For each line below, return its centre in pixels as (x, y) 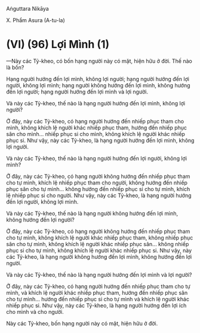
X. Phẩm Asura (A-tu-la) (36, 20)
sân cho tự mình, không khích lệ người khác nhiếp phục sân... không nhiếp (98, 244)
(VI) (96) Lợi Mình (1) (58, 45)
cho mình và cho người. (35, 311)
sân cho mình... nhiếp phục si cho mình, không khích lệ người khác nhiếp (96, 134)
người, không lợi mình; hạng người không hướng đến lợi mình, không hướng (98, 85)
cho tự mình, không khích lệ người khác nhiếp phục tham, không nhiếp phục (100, 237)
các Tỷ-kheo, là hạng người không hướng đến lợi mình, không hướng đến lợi (99, 256)
